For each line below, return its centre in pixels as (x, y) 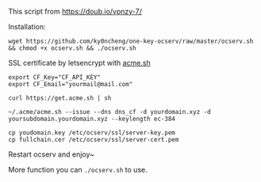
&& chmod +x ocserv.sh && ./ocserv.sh (72, 48)
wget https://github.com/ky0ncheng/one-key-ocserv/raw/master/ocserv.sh (131, 41)
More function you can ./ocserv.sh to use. (78, 170)
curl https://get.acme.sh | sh (60, 98)
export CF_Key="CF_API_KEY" (55, 78)
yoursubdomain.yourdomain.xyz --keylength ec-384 (92, 119)
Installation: (27, 27)
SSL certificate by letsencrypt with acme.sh (79, 63)
